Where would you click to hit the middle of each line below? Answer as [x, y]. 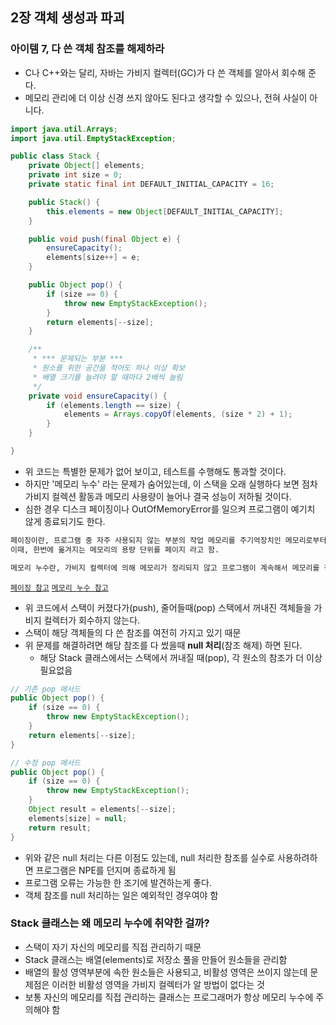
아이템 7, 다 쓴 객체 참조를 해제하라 [87, 49]
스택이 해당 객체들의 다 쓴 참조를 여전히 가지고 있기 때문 [133, 632]
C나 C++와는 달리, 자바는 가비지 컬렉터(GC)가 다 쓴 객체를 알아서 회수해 [165, 72]
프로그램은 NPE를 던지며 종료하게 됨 [106, 870]
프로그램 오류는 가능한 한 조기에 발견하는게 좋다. [118, 882]
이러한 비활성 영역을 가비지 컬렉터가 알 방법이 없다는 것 [158, 984]
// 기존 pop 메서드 [45, 689]
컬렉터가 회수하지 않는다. [92, 620]
